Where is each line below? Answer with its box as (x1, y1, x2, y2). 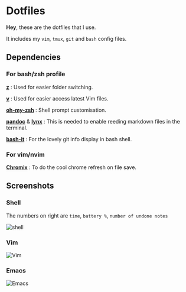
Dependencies (6, 52, 61, 63)
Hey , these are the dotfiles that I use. (6, 24, 96, 31)
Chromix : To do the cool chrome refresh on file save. (6, 164, 137, 171)
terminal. (6, 124, 28, 131)
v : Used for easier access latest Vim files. (6, 95, 109, 102)
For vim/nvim (6, 150, 45, 158)
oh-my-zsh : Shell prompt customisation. (6, 106, 106, 113)
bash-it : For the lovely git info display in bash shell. (6, 135, 132, 142)
